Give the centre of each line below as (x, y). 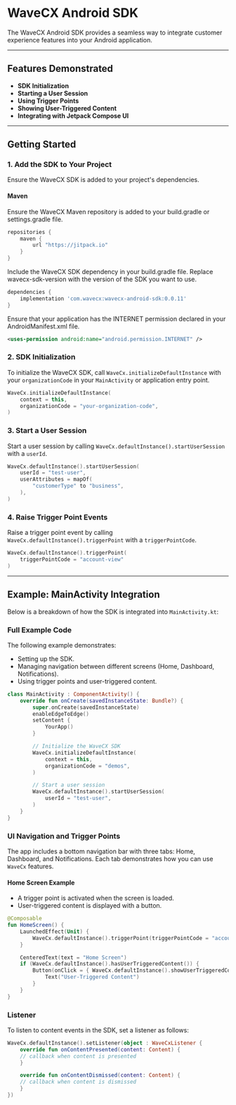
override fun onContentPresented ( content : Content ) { (100, 1049)
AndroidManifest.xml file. (44, 326)
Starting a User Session (53, 93)
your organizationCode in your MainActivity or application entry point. (109, 380)
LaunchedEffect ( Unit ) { (55, 932)
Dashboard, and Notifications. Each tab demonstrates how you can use (110, 858)
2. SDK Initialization (41, 357)
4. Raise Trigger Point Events (58, 517)
